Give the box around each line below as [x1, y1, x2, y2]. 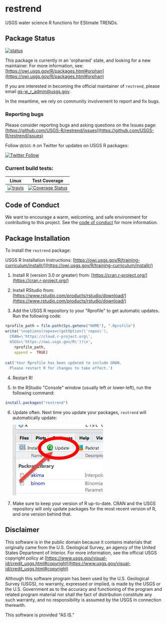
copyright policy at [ [5, 555, 46, 561]
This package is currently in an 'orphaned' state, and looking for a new [5, 57, 151, 63]
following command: [12, 390, 55, 396]
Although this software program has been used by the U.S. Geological [5, 575, 149, 581]
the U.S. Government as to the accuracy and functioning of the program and [5, 586, 162, 592]
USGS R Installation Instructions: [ [5, 257, 75, 263]
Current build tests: [5, 164, 53, 171]
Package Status [5, 34, 55, 43]
